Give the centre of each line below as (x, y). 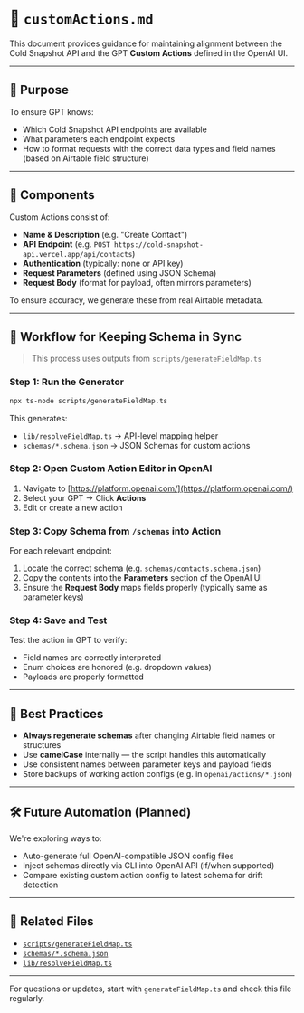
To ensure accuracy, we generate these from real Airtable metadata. (137, 300)
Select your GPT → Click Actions (84, 497)
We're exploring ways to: (56, 838)
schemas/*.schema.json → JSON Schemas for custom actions (136, 445)
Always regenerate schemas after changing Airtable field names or (149, 735)
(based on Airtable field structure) (85, 158)
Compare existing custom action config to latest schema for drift (142, 876)
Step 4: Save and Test (58, 620)
